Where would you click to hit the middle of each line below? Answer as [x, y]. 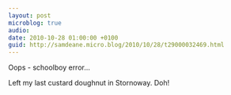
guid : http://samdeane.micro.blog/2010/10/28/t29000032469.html [116, 45]
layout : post [30, 15]
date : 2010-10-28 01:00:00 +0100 [63, 38]
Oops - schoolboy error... [49, 67]
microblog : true [35, 23]
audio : [19, 30]
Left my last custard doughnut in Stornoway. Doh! [89, 83]
